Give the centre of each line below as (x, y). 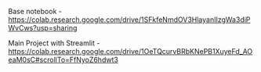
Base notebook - (35, 11)
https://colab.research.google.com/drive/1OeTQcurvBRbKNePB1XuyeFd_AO (130, 51)
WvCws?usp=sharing (43, 28)
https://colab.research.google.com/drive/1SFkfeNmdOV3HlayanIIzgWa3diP (129, 20)
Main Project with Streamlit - (54, 43)
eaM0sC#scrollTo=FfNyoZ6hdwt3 (63, 59)
